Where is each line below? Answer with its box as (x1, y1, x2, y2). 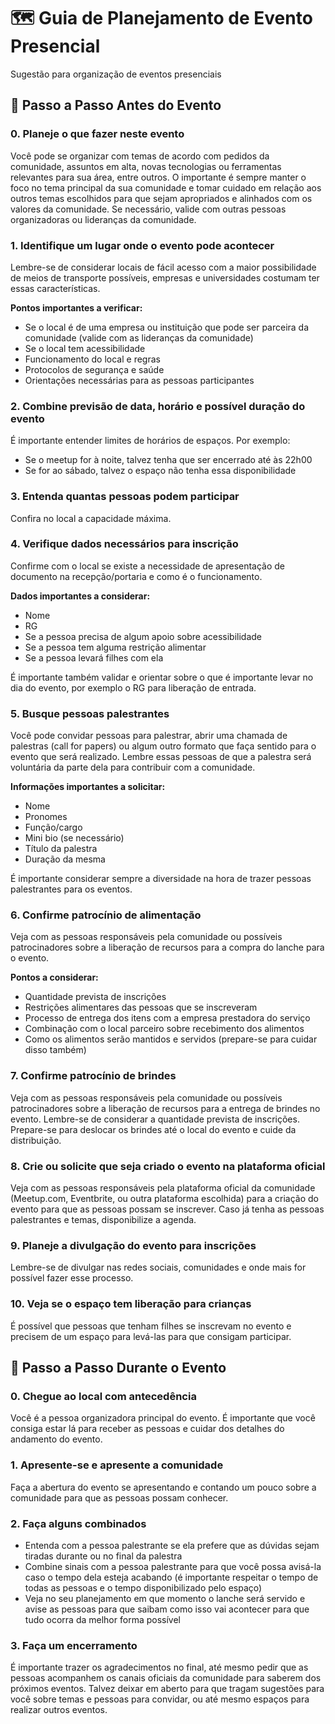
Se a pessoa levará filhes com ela (24, 651, 164, 664)
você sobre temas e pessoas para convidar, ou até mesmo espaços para (10, 1693, 310, 1705)
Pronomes (24, 811, 68, 823)
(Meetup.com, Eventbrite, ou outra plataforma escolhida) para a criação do (10, 1193, 319, 1204)
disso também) (24, 1044, 87, 1056)
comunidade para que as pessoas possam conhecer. (10, 1491, 229, 1504)
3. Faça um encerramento (10, 1638, 138, 1652)
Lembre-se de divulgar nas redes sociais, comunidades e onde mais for (10, 1261, 307, 1274)
